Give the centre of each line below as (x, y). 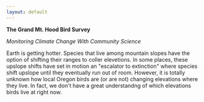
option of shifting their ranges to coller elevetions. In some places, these (97, 59)
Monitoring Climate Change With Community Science (74, 41)
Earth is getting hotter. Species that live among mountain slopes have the (98, 53)
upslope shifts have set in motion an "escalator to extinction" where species (102, 66)
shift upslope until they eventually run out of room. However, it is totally (96, 72)
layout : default (27, 12)
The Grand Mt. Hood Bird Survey (48, 29)
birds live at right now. (34, 92)
